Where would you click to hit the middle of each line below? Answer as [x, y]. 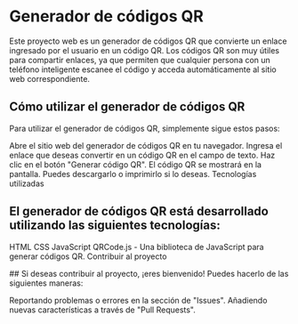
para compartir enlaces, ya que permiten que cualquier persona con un [140, 60]
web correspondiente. [50, 78]
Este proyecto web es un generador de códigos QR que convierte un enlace [148, 41]
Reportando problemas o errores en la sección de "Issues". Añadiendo [138, 300]
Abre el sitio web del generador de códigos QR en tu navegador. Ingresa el [146, 145]
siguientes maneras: [46, 283]
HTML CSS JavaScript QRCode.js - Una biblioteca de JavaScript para [137, 247]
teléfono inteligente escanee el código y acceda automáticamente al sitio [143, 69]
